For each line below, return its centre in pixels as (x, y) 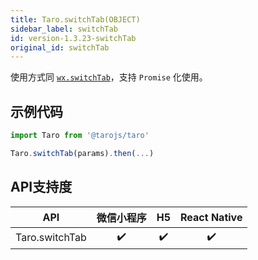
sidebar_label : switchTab (64, 29)
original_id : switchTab (60, 47)
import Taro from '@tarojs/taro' (80, 136)
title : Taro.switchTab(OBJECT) (75, 19)
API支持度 (41, 187)
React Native (211, 217)
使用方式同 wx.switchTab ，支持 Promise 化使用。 (109, 77)
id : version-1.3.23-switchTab (73, 38)
